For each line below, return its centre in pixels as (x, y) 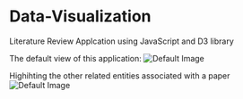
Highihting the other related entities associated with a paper (120, 75)
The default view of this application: (75, 58)
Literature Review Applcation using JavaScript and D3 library (122, 41)
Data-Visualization (80, 16)
